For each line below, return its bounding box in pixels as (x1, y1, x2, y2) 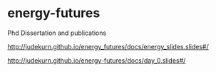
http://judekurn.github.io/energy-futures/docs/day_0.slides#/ (7, 56, 186, 65)
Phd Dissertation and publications (7, 29, 107, 37)
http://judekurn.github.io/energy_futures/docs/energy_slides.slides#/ (7, 42, 209, 51)
